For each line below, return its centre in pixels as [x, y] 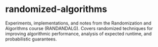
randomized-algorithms [56, 9]
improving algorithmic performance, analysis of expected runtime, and [78, 33]
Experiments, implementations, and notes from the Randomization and [78, 23]
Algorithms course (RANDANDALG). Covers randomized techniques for [79, 28]
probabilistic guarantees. [31, 39]
